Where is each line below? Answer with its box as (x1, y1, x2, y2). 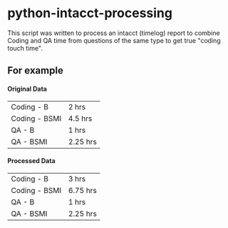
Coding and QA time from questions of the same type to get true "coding (7, 36, 221, 44)
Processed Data (7, 157, 56, 165)
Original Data (7, 84, 48, 93)
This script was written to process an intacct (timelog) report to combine (7, 29, 220, 37)
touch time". (7, 44, 43, 52)
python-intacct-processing (7, 5, 173, 21)
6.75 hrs (68, 185, 98, 195)
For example (7, 64, 64, 76)
